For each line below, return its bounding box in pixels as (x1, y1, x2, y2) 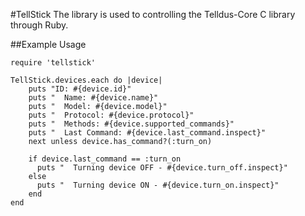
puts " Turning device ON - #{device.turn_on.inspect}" (36, 180, 280, 190)
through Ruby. (10, 19, 69, 31)
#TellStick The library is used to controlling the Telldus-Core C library (10, 9, 296, 20)
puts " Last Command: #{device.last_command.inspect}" (28, 128, 267, 138)
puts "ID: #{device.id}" (28, 84, 132, 94)
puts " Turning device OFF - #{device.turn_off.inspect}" (36, 163, 288, 173)
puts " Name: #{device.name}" (28, 93, 159, 103)
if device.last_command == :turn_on (28, 154, 182, 164)
